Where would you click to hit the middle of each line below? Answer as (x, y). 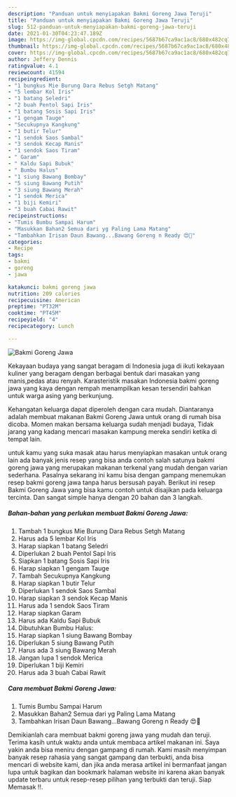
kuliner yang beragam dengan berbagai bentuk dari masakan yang (104, 373)
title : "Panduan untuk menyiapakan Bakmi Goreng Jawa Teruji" (100, 20)
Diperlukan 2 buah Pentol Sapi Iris (67, 553)
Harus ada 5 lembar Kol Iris (57, 538)
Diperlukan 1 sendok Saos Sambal (67, 590)
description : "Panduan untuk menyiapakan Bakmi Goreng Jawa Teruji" (110, 14)
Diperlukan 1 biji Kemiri (51, 665)
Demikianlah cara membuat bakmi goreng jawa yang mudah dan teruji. (110, 735)
